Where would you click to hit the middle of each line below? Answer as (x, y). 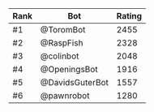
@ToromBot (63, 30)
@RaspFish (62, 43)
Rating (129, 16)
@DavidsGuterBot (75, 82)
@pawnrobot (65, 95)
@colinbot (60, 56)
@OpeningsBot (69, 69)
